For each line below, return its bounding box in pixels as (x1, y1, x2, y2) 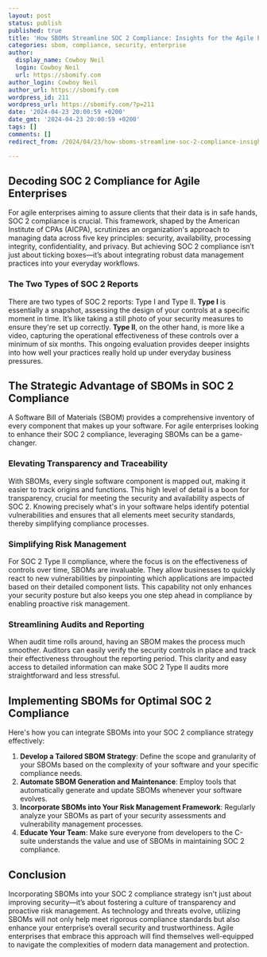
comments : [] (8, 130, 52, 138)
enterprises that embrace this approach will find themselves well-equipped (8, 931, 254, 941)
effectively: (8, 736, 45, 746)
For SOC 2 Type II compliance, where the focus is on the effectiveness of (8, 557, 248, 566)
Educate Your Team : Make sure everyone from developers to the (19, 828, 233, 837)
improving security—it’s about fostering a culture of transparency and (8, 897, 236, 907)
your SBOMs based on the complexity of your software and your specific (19, 760, 259, 770)
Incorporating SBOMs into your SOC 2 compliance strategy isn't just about (8, 888, 252, 898)
